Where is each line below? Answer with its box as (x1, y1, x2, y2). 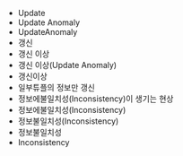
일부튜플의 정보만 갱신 (17, 82, 96, 92)
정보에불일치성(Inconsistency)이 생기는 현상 (17, 93, 174, 104)
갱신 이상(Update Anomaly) (17, 60, 118, 70)
